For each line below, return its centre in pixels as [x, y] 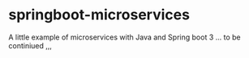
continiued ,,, [30, 45]
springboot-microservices [99, 15]
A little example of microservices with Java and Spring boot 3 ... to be [124, 37]
